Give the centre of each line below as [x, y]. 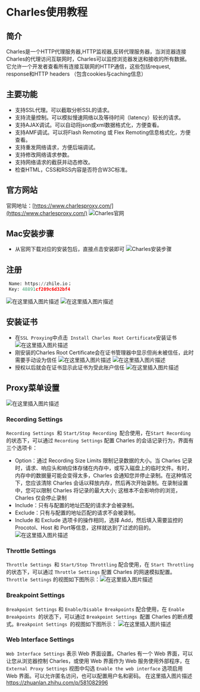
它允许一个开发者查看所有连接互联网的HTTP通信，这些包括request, [88, 66]
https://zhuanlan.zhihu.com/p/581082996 [57, 682]
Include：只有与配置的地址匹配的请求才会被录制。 [76, 505]
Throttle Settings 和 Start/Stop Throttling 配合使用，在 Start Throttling [100, 564]
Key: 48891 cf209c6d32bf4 [39, 290]
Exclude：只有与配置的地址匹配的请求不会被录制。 [76, 513]
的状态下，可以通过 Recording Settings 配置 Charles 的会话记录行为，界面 [97, 440]
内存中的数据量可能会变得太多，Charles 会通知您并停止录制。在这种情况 [103, 475]
